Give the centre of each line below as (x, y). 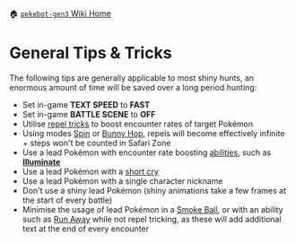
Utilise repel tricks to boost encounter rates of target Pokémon (138, 124)
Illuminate (41, 161)
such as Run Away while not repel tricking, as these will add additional (152, 219)
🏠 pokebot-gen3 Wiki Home (61, 13)
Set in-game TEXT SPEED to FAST (86, 104)
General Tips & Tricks (91, 53)
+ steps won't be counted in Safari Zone (96, 143)
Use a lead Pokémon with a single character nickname (122, 181)
